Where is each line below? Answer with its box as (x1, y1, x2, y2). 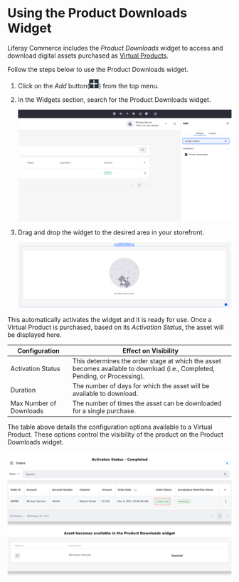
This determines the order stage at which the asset (72, 356, 222, 365)
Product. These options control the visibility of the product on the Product (7, 430, 224, 439)
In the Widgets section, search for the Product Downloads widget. (17, 95, 211, 104)
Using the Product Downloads (7, 5, 187, 21)
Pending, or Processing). (72, 372, 145, 380)
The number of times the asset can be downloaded (72, 399, 222, 407)
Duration (10, 385, 36, 394)
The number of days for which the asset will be (72, 382, 210, 390)
